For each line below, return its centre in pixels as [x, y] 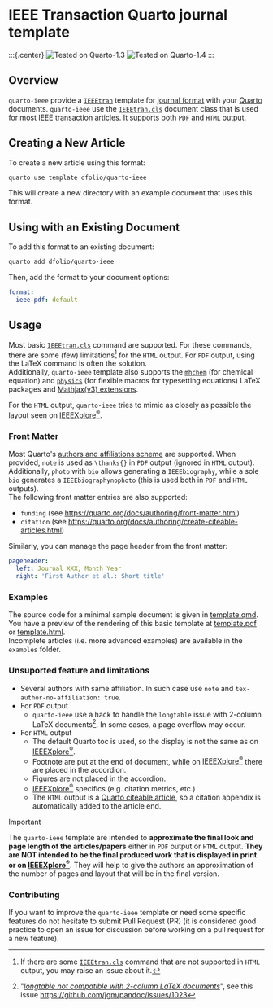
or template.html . [37, 632]
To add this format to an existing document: [81, 247]
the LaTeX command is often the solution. [78, 363]
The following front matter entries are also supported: [98, 497]
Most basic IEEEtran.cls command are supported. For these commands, [130, 344]
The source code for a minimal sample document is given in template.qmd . [133, 615]
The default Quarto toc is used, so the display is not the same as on [145, 742]
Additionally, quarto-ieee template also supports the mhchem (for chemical [131, 372]
